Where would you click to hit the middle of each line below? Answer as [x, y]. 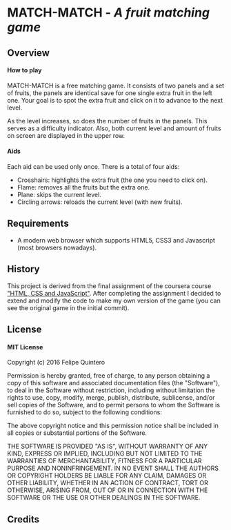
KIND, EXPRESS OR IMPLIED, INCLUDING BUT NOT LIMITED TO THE [105, 453]
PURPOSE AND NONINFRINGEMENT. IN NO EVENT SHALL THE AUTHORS [113, 468]
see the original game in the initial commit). [68, 307]
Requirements [38, 224]
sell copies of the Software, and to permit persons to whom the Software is [114, 405]
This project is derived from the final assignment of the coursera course [109, 286]
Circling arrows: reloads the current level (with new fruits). [100, 202]
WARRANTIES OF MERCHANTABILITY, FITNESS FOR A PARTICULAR [104, 461]
